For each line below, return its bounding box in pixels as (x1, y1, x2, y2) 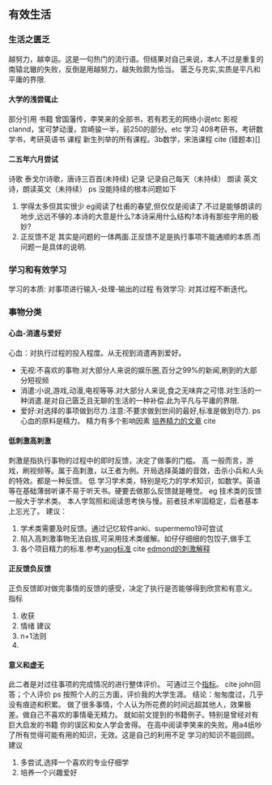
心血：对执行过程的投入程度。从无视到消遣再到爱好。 (8, 347, 186, 357)
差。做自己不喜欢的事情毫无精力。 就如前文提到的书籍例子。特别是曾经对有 (8, 710, 259, 720)
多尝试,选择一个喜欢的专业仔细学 (19, 757, 130, 767)
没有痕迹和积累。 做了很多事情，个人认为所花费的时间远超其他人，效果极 (8, 700, 252, 710)
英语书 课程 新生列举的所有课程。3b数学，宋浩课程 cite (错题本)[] (43, 134, 261, 144)
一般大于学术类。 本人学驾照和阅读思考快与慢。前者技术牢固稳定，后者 (8, 496, 244, 506)
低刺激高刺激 (8, 436, 51, 446)
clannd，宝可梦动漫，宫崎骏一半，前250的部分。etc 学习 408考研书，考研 (8, 124, 257, 134)
